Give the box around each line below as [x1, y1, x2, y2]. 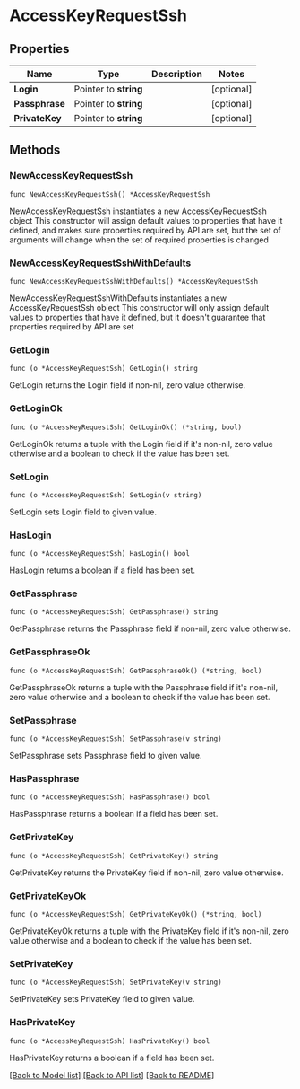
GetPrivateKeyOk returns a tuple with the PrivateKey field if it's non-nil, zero [9, 926, 289, 936]
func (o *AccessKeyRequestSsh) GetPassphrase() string [9, 608, 219, 617]
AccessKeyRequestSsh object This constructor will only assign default [9, 302, 270, 312]
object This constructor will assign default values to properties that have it [9, 215, 283, 225]
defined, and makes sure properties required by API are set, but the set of [9, 224, 282, 235]
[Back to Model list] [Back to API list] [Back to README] [9, 1069, 215, 1080]
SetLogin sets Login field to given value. [9, 506, 157, 517]
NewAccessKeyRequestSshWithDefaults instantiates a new [9, 293, 227, 303]
